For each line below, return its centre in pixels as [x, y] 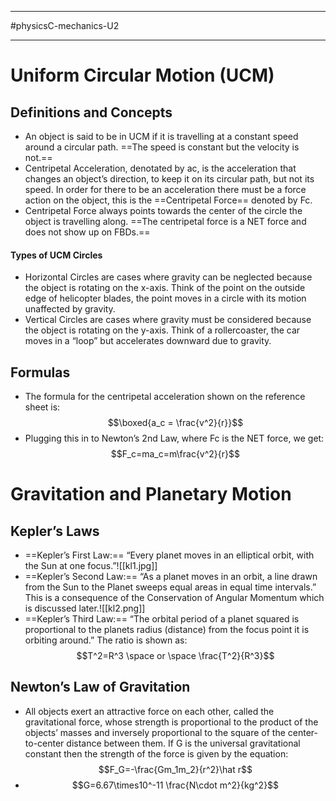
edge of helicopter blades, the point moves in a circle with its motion [165, 298]
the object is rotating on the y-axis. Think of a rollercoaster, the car [162, 330]
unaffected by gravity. [70, 309]
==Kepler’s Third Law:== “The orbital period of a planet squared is [162, 619]
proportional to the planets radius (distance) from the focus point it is [167, 630]
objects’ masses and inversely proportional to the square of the [155, 732]
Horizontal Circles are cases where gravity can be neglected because [168, 277]
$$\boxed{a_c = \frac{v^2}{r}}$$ [175, 423]
